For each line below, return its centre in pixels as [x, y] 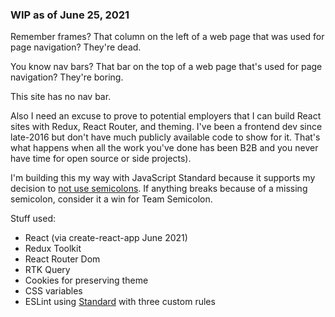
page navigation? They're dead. [76, 47]
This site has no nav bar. [61, 97]
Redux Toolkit [53, 249]
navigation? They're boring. [67, 77]
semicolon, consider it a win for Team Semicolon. [111, 199]
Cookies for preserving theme [86, 280]
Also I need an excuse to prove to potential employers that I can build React [166, 116]
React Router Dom [62, 259]
